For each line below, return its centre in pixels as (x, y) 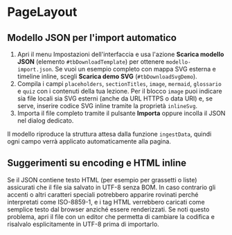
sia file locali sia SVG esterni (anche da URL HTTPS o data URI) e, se (115, 98)
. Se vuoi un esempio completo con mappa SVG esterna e (134, 69)
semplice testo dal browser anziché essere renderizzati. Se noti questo (108, 209)
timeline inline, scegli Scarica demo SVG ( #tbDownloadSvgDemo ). (107, 76)
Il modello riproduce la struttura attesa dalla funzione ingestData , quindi (109, 134)
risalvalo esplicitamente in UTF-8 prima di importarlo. (83, 224)
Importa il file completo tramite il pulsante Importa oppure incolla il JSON (121, 113)
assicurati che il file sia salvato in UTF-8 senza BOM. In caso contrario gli (111, 187)
